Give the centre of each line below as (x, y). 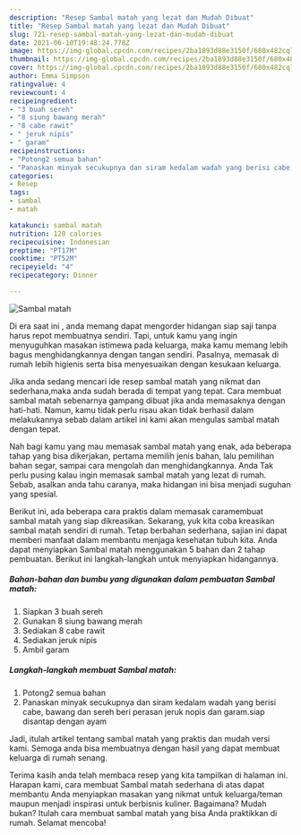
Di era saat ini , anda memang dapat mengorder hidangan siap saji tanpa (143, 326)
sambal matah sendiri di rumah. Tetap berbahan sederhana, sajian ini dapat (148, 530)
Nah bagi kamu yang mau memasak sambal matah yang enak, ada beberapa (150, 446)
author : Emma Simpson (50, 76)
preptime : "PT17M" (43, 250)
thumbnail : (30, 59)
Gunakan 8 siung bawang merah (82, 621)
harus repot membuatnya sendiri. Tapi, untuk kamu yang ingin (124, 335)
